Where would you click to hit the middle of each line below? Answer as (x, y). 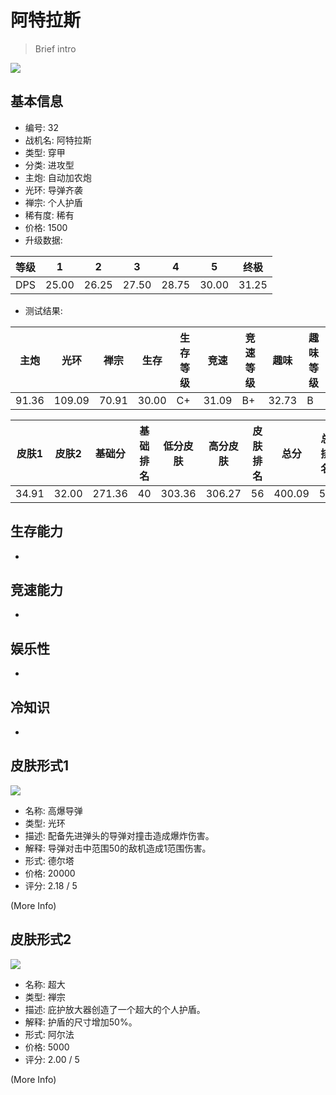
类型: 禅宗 (45, 997)
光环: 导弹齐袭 (53, 190)
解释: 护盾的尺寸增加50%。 (81, 1022)
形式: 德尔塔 (49, 860)
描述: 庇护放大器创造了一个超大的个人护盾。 (115, 1009)
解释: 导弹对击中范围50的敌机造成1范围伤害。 (118, 848)
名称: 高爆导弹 (53, 810)
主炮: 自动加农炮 (58, 177)
